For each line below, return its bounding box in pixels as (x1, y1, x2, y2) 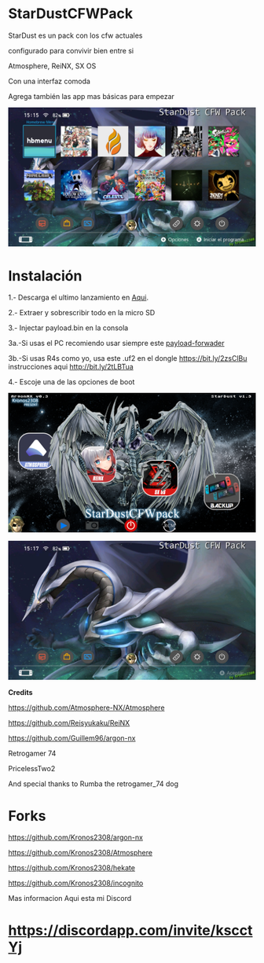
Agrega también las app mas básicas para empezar (8, 91, 175, 101)
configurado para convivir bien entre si (8, 46, 134, 55)
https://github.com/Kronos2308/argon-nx (8, 833, 144, 842)
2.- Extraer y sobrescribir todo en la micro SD (8, 308, 156, 318)
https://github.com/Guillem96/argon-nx (8, 733, 136, 743)
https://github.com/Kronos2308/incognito (8, 878, 144, 888)
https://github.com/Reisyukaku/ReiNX (8, 719, 130, 728)
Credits (8, 688, 33, 697)
